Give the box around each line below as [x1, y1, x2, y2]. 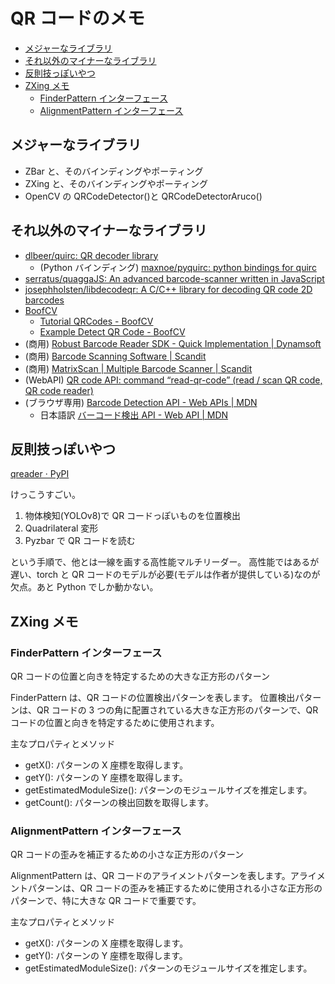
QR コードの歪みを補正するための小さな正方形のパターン [10, 849, 244, 861]
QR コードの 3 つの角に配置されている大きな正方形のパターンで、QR [36, 704, 319, 716]
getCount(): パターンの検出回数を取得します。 [24, 797, 214, 809]
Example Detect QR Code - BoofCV [39, 325, 186, 338]
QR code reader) [24, 384, 94, 396]
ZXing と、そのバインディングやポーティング [24, 177, 208, 189]
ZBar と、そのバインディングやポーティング [24, 165, 204, 177]
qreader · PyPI [10, 468, 70, 480]
